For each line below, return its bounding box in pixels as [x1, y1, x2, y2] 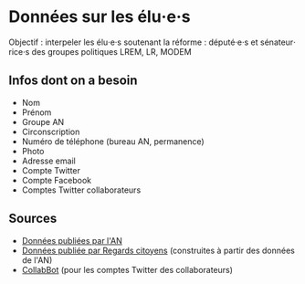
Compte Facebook [21, 174, 92, 185]
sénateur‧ [259, 37, 296, 47]
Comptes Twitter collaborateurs [21, 184, 142, 195]
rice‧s [8, 46, 30, 57]
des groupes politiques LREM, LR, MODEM [31, 46, 193, 57]
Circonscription [21, 126, 80, 137]
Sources [8, 211, 58, 226]
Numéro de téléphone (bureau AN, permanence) [21, 135, 205, 147]
